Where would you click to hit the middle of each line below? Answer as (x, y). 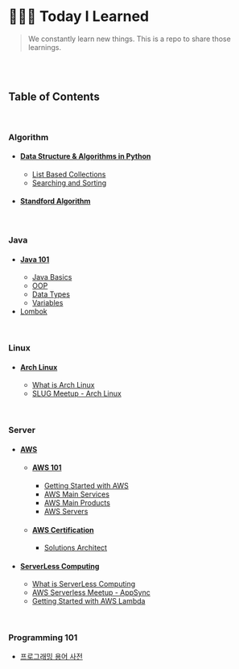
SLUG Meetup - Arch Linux (77, 393)
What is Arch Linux (63, 385)
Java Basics (52, 277)
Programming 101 (43, 638)
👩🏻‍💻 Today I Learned (79, 17)
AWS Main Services (77, 494)
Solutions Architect (75, 548)
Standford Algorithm (55, 202)
